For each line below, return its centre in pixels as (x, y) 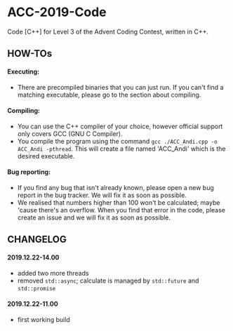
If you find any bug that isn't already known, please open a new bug (115, 187)
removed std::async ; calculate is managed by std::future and (108, 281)
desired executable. (46, 156)
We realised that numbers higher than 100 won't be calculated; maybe (119, 202)
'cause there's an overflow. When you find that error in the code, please (121, 210)
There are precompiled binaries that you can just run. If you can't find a (120, 87)
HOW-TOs (30, 54)
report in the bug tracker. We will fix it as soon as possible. (102, 195)
